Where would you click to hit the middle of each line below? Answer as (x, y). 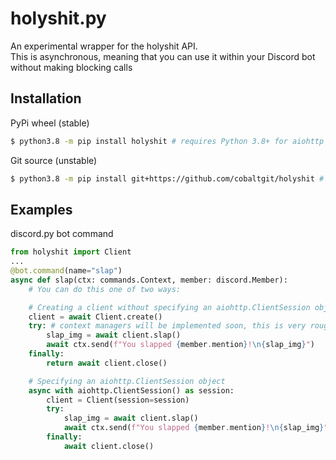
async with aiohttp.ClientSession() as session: (131, 390)
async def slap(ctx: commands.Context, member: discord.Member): (149, 280)
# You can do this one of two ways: (105, 289)
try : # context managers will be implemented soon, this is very (167, 326)
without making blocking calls (71, 67)
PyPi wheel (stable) (50, 123)
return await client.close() (107, 363)
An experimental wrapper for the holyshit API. (104, 46)
